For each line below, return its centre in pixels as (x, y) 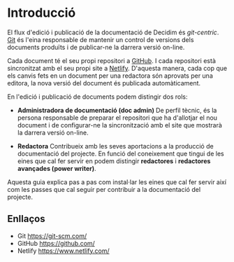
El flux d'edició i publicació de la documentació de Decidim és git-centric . (113, 32)
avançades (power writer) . (57, 168)
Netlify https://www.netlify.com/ (63, 251)
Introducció (42, 13)
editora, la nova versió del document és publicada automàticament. (104, 83)
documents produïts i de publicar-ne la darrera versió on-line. (96, 47)
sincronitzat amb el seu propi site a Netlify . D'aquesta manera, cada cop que (117, 68)
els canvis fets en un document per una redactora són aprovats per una (110, 76)
